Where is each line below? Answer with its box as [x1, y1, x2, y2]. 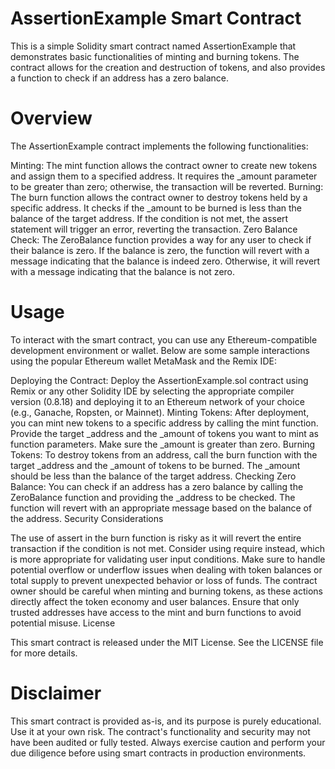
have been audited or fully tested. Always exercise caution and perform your [10, 736, 326, 748]
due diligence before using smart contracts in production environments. [10, 747, 307, 759]
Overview [10, 107, 93, 130]
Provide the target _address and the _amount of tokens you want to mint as [10, 427, 319, 439]
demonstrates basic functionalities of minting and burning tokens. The [10, 50, 300, 62]
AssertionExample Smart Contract [10, 7, 302, 30]
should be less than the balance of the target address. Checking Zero [10, 470, 297, 482]
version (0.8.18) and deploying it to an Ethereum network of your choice [10, 395, 305, 407]
